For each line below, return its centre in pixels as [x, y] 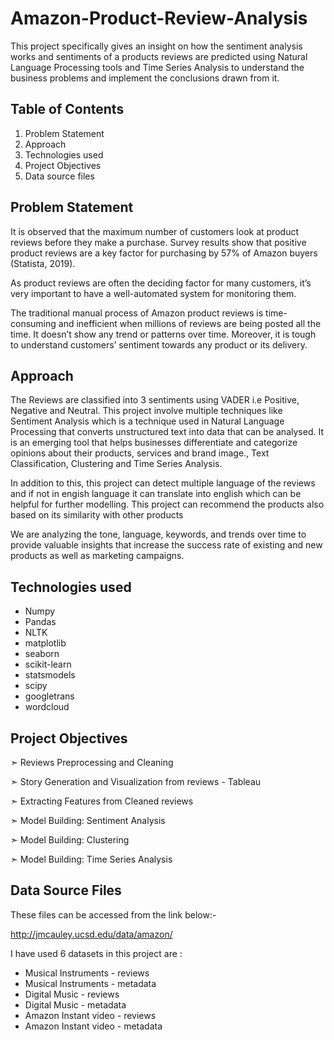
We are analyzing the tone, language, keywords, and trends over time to [158, 534]
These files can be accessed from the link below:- [113, 914]
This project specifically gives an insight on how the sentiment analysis [156, 46]
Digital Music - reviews [72, 994]
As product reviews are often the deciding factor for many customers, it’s [161, 283]
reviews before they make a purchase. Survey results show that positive [158, 242]
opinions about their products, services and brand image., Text [140, 453]
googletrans [49, 696]
